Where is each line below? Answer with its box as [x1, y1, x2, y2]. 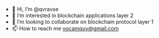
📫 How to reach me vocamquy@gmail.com [11, 25, 119, 32]
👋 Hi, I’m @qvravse [11, 6, 59, 12]
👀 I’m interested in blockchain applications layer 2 [11, 12, 134, 19]
